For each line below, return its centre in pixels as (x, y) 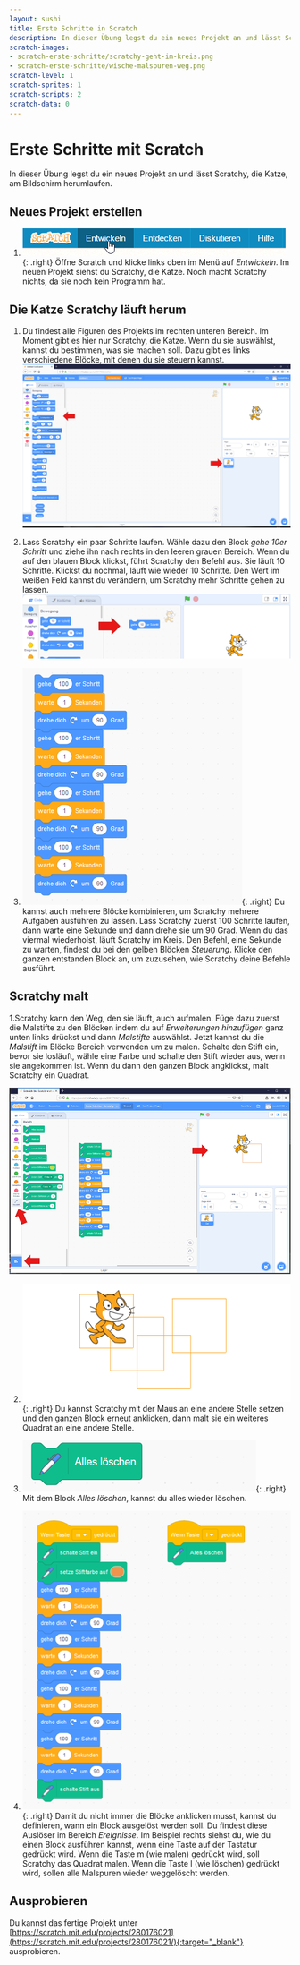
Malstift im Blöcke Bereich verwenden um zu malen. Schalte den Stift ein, (144, 1047)
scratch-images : (39, 47)
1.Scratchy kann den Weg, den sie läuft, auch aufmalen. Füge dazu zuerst (144, 1018)
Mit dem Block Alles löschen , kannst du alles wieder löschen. (134, 1498)
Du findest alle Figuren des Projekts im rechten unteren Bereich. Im (146, 331)
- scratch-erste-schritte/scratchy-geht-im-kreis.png (112, 57)
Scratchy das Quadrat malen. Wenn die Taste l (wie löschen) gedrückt (151, 1863)
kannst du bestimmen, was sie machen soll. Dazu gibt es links (136, 350)
